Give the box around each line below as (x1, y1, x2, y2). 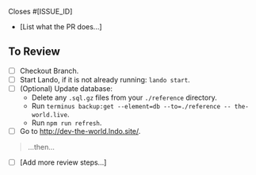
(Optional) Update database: (19, 83, 113, 93)
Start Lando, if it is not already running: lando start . (19, 74, 190, 84)
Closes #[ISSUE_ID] (8, 7, 73, 16)
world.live (31, 111, 68, 119)
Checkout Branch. (19, 66, 79, 75)
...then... (27, 143, 55, 152)
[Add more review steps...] (19, 158, 107, 167)
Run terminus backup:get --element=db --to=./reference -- (31, 101, 231, 110)
